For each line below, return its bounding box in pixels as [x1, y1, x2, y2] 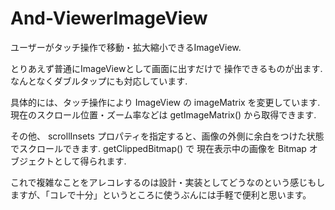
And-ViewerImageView [10, 7, 208, 30]
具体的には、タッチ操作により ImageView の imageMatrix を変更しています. [10, 96, 321, 108]
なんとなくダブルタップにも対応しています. [10, 75, 188, 87]
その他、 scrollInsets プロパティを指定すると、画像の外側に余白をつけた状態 [10, 130, 325, 142]
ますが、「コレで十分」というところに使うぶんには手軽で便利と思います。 [10, 188, 312, 201]
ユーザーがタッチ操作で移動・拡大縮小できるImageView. [10, 41, 242, 53]
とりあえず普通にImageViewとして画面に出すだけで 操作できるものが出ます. [10, 62, 323, 74]
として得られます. [53, 155, 127, 167]
